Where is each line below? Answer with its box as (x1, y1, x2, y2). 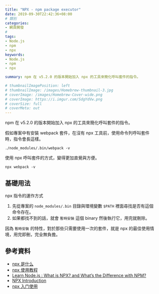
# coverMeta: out (5, 106, 40, 111)
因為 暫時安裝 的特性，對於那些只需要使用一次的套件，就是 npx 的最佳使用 (5, 225, 150, 231)
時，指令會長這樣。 (5, 136, 43, 142)
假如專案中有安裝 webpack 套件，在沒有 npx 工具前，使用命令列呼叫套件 (5, 130, 150, 136)
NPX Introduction (12, 278, 47, 283)
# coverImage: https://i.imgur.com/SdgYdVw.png (5, 97, 103, 102)
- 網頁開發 (5, 25, 24, 30)
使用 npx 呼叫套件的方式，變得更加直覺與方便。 (5, 155, 100, 161)
